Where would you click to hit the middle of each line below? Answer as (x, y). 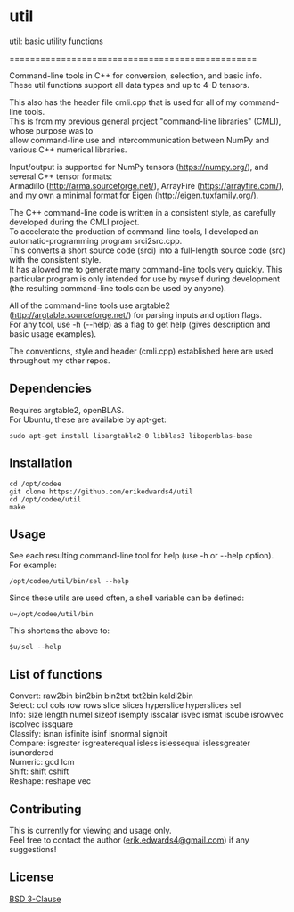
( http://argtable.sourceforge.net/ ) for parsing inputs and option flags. (136, 314)
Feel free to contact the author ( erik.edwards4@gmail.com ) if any (129, 840)
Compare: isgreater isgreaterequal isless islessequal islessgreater (130, 743)
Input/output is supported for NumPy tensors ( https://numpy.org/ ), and (139, 167)
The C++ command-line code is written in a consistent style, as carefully (143, 212)
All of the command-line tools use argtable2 (90, 305)
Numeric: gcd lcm (42, 762)
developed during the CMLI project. (74, 222)
